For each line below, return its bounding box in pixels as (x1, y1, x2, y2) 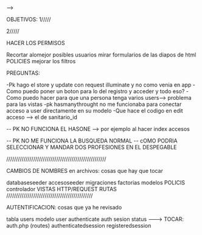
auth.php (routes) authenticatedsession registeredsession (6, 222, 151, 229)
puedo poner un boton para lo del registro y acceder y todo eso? (23, 88, 185, 95)
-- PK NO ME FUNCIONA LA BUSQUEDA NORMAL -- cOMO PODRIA (6, 137, 178, 144)
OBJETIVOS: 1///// (6, 16, 51, 23)
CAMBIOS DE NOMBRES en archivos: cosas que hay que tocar (6, 167, 163, 174)
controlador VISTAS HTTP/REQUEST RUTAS (6, 186, 117, 192)
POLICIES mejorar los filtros (6, 58, 76, 65)
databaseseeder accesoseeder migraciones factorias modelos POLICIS (6, 179, 186, 186)
